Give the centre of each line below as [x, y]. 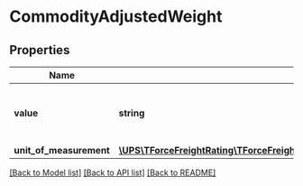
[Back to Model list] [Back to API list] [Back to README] [113, 172]
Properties [40, 50]
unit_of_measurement [62, 150]
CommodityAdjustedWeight [116, 17]
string [132, 113]
